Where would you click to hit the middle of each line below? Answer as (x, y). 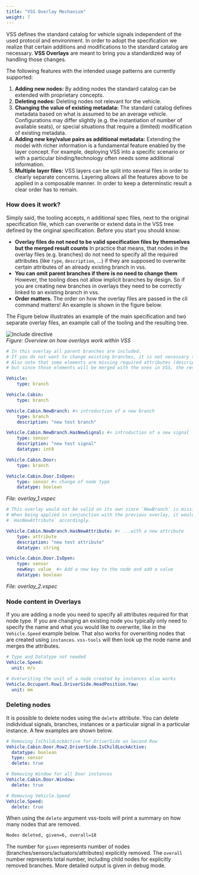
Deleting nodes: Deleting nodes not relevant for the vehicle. (88, 101)
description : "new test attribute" (61, 542)
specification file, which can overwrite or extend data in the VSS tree (90, 224)
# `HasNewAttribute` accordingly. (49, 521)
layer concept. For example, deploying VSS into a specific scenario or (99, 151)
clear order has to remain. (46, 189)
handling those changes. (36, 59)
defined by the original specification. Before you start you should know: (93, 230)
